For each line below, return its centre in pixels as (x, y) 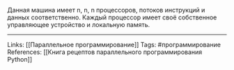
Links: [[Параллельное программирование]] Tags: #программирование (114, 45)
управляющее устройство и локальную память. (79, 25)
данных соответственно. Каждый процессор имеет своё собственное (112, 17)
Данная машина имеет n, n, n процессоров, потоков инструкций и (106, 10)
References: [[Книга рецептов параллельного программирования (105, 52)
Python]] (20, 59)
